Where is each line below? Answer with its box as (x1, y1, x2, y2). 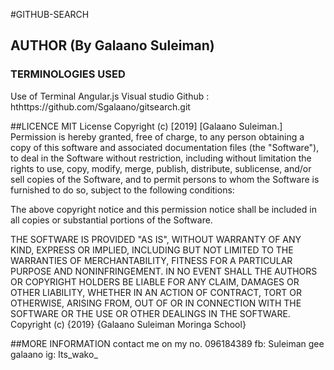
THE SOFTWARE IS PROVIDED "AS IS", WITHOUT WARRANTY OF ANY (10, 233, 302, 245)
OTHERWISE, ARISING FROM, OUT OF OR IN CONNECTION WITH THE (10, 297, 302, 309)
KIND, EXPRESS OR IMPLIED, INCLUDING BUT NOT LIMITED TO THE (10, 244, 294, 256)
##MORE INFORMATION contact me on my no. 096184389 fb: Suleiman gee (10, 337, 325, 349)
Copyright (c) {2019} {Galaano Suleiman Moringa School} (10, 318, 247, 330)
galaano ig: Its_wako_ (10, 348, 98, 360)
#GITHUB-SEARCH (10, 9, 90, 20)
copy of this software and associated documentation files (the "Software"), (10, 141, 320, 153)
